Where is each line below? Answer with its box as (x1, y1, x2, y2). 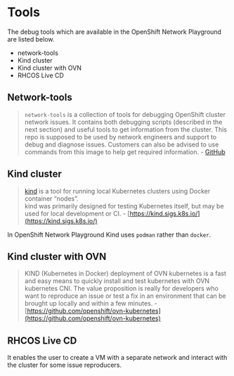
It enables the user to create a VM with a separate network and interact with (7, 353, 228, 362)
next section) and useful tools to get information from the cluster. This (24, 125, 227, 134)
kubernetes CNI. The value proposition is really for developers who (24, 284, 219, 293)
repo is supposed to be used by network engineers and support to (24, 132, 217, 141)
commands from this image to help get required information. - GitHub (24, 147, 226, 156)
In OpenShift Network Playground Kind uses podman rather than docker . (7, 230, 212, 239)
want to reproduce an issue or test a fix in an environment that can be (24, 292, 226, 300)
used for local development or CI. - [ (24, 209, 130, 218)
